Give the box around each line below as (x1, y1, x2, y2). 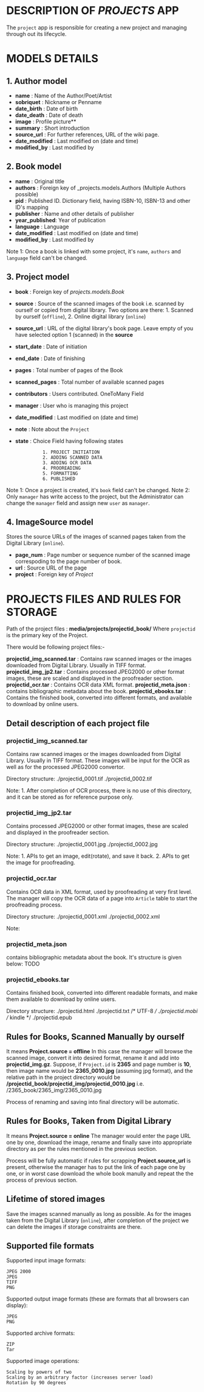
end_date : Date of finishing (15, 355, 85, 362)
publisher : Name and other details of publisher (15, 210, 135, 217)
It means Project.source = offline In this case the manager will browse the (6, 1048, 193, 1055)
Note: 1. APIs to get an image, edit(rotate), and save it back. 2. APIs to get (6, 852, 190, 860)
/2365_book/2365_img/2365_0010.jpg (6, 1087, 102, 1093)
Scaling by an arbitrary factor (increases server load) (6, 1374, 154, 1380)
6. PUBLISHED (42, 476, 76, 482)
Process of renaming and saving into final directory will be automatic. (6, 1098, 180, 1106)
